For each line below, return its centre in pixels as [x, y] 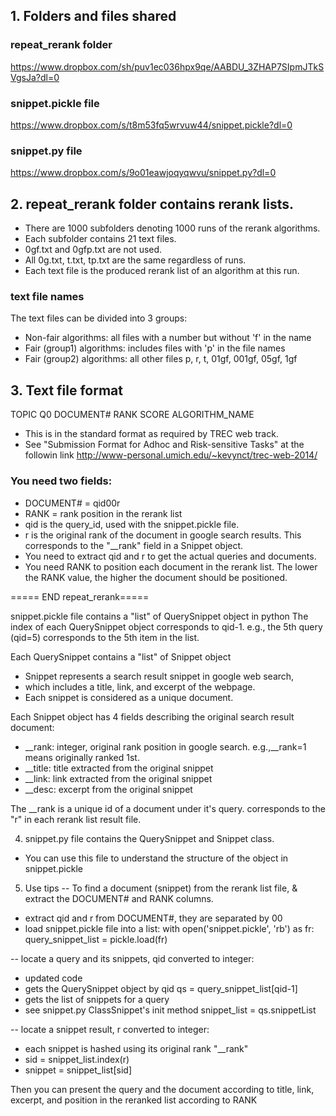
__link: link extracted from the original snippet [118, 778]
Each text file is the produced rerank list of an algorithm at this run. [162, 271]
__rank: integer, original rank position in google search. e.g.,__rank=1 [165, 746]
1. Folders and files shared [93, 16]
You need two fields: [61, 481]
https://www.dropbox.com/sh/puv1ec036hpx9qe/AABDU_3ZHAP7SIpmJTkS [167, 66]
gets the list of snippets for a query [97, 999]
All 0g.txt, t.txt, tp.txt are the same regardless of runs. [135, 260]
